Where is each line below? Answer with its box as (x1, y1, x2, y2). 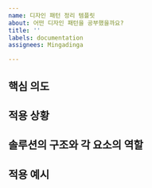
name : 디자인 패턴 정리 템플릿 (8, 11, 95, 20)
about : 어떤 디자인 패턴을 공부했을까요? (8, 19, 124, 27)
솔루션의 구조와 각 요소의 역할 (8, 138, 144, 152)
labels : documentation (8, 33, 84, 42)
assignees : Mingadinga (8, 41, 84, 49)
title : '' (8, 26, 41, 34)
